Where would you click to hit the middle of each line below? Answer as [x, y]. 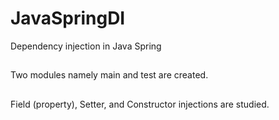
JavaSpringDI [68, 18]
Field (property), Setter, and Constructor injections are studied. [140, 104]
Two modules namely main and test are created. [109, 75]
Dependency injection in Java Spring [86, 46]
